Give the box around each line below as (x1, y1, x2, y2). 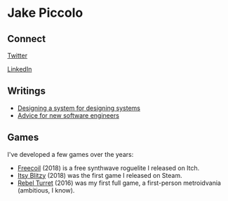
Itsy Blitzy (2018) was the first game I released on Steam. (17, 171, 182, 179)
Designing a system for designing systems (17, 104, 140, 112)
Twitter (7, 51, 28, 60)
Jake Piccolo (7, 5, 83, 21)
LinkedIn (7, 65, 32, 73)
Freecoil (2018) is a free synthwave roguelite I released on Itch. (17, 163, 200, 172)
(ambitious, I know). (17, 186, 75, 194)
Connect (7, 33, 46, 45)
